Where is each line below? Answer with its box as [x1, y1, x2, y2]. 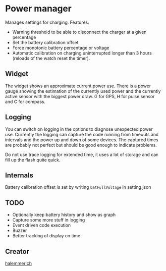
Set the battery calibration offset [12, 39, 79, 45]
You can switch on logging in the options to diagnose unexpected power [5, 126, 153, 132]
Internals [5, 171, 34, 179]
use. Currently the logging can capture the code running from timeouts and [5, 131, 159, 137]
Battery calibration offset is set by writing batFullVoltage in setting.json [5, 184, 151, 190]
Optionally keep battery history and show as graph [12, 212, 116, 218]
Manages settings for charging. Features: [5, 19, 89, 25]
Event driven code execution [12, 222, 71, 228]
